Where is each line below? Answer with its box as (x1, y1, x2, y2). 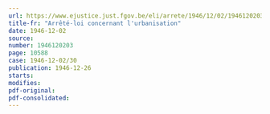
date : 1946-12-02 (8, 26, 67, 35)
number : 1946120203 (8, 42, 74, 50)
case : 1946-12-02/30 (8, 57, 78, 65)
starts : (8, 71, 35, 79)
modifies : (8, 79, 42, 87)
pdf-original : (8, 86, 56, 95)
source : (8, 34, 35, 43)
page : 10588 (8, 49, 48, 57)
